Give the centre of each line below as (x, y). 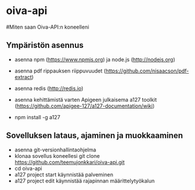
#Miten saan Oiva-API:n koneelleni (48, 27)
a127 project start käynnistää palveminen (64, 174)
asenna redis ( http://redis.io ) (49, 88)
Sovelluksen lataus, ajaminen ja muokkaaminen (95, 136)
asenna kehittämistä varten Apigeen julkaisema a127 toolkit (85, 99)
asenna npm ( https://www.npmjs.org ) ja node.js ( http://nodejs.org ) (95, 59)
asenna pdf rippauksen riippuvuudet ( (60, 71)
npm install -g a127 (37, 117)
